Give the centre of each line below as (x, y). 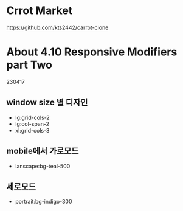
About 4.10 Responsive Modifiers (92, 52)
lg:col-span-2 (32, 124)
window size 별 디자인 (47, 102)
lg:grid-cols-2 (32, 117)
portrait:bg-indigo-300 (43, 202)
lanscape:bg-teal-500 (43, 166)
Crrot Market (40, 11)
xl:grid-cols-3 (32, 130)
